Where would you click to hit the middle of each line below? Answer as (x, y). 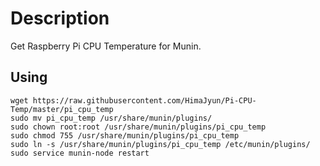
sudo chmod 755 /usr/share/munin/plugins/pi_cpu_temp (125, 135)
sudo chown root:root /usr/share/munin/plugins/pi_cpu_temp (138, 127)
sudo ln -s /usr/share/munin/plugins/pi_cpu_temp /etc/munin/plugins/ (160, 144)
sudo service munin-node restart (80, 153)
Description (60, 18)
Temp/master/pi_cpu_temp (62, 109)
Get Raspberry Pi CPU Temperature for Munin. (106, 46)
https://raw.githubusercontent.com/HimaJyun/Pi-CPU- (144, 100)
